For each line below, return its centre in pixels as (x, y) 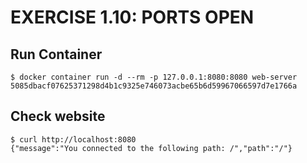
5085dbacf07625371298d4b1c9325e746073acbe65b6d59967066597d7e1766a (154, 86)
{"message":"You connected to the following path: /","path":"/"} (151, 148)
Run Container (56, 54)
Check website (58, 116)
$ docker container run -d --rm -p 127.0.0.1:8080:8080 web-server (154, 77)
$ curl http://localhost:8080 (73, 139)
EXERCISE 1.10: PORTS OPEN (132, 17)
